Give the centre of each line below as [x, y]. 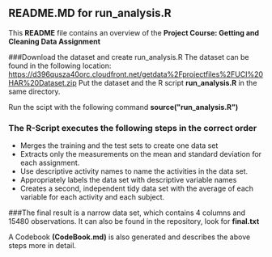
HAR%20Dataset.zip [42, 82]
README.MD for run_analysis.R [90, 13]
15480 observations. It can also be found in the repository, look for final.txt [134, 221]
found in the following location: [60, 65]
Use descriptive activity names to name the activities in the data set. [134, 171]
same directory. [34, 91]
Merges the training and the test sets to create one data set [119, 145]
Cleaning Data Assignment [55, 41]
